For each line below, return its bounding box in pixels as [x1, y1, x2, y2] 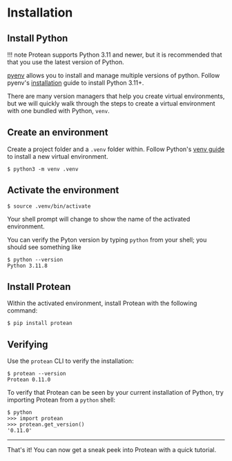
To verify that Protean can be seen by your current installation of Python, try [7, 389, 224, 397]
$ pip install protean [7, 320, 72, 327]
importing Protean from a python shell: [7, 395, 116, 404]
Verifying [7, 338, 48, 350]
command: [7, 306, 38, 315]
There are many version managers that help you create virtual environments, [7, 92, 225, 100]
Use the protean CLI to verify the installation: [7, 357, 134, 365]
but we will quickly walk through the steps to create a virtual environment [7, 99, 215, 108]
